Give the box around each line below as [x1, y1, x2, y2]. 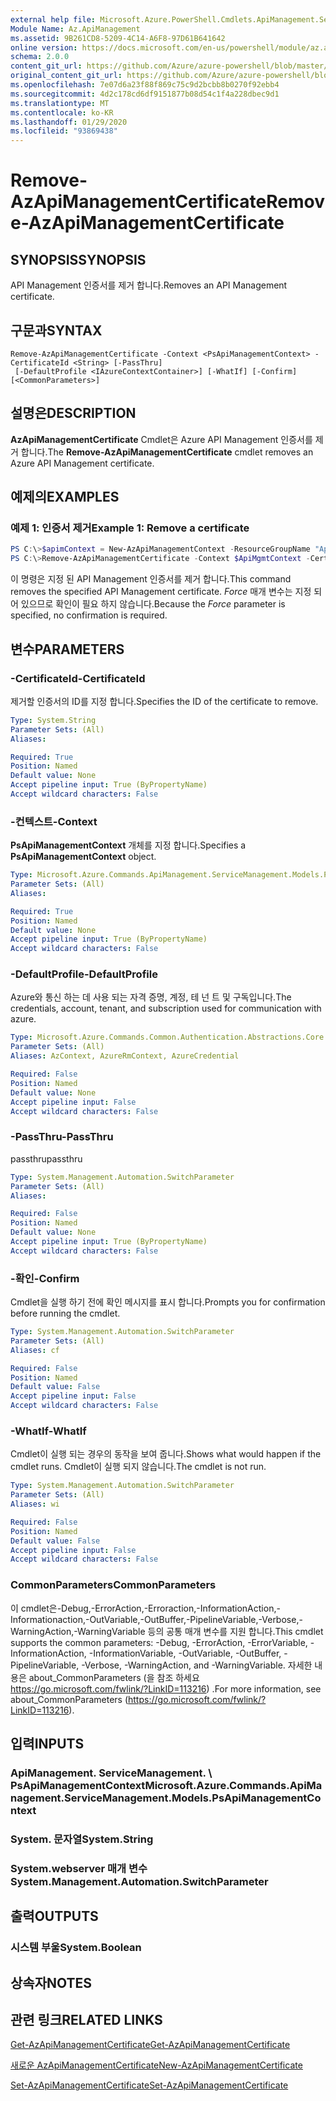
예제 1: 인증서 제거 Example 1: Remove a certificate [10, 521, 250, 535]
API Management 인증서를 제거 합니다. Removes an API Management [10, 279, 288, 291]
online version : [10, 42, 78, 53]
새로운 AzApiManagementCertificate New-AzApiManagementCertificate [10, 2059, 303, 2071]
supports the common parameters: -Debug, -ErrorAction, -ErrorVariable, [10, 1636, 308, 1648]
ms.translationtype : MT [10, 98, 110, 108]
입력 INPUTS [10, 1736, 85, 1753]
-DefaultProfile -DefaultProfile [10, 967, 158, 981]
